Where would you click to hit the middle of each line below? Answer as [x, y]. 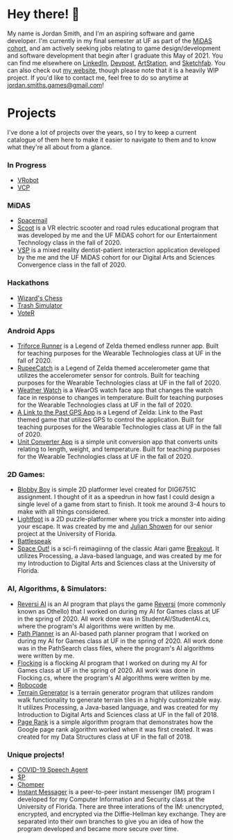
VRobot [28, 180]
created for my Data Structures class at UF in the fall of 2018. [104, 737]
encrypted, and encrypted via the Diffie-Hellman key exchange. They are [121, 814]
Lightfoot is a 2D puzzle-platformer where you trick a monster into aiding [121, 519]
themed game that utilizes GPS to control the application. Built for [111, 420]
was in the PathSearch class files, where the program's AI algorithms [115, 648]
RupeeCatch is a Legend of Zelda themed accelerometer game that [113, 368]
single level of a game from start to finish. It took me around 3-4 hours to [121, 504]
